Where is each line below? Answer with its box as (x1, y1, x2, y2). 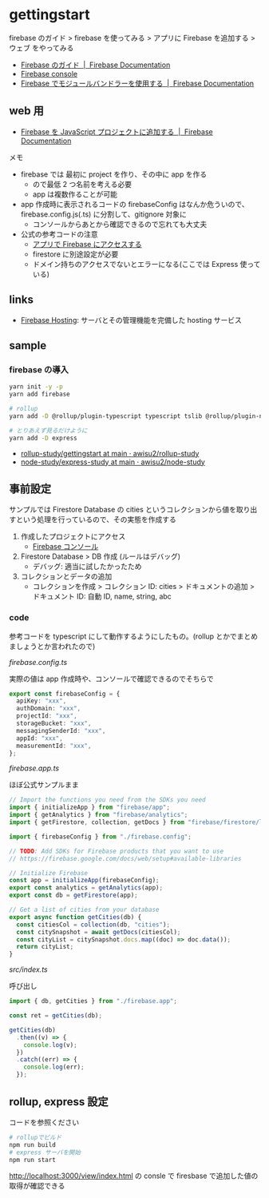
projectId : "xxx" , (16, 712, 78, 720)
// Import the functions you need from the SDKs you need (9, 796, 206, 804)
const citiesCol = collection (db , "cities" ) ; (16, 921, 171, 929)
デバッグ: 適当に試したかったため (32, 562, 142, 571)
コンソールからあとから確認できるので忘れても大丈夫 (32, 219, 208, 229)
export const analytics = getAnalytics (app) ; (9, 884, 163, 892)
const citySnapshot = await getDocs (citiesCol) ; (16, 928, 181, 936)
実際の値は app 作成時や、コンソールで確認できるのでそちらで (9, 674, 214, 683)
